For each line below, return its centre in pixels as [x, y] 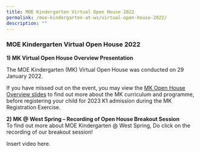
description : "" [27, 23]
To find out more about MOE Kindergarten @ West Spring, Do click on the [98, 125]
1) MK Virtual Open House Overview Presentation [70, 58]
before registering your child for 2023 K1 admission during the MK [89, 100]
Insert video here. [28, 143]
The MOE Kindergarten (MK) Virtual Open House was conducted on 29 [95, 69]
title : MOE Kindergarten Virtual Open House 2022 [71, 12]
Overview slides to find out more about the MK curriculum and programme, [100, 94]
